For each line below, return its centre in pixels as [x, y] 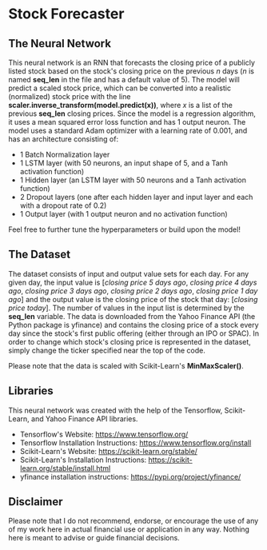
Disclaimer [36, 502]
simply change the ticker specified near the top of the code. [107, 350]
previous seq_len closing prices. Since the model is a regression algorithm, [132, 114]
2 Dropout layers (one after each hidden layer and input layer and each [136, 197]
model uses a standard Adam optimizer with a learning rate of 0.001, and [128, 130]
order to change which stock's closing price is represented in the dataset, [130, 341]
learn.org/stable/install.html [65, 468]
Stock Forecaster [66, 14]
